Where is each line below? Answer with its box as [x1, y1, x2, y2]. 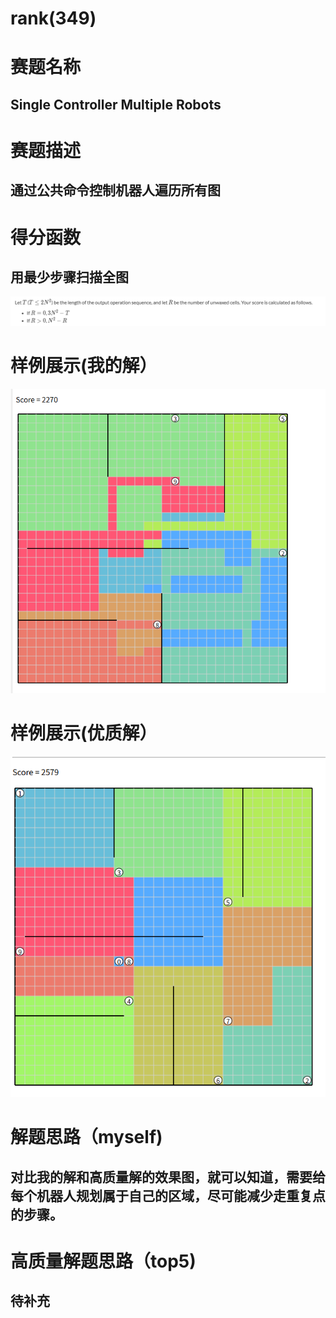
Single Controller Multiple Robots [10, 96, 222, 113]
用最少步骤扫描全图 [10, 268, 129, 286]
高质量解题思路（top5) [10, 1250, 197, 1272]
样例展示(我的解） [10, 354, 158, 377]
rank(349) [10, 7, 97, 30]
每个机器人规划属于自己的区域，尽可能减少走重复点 [10, 1187, 326, 1204]
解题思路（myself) [10, 1126, 163, 1149]
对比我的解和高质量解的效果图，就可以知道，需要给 [10, 1168, 326, 1186]
